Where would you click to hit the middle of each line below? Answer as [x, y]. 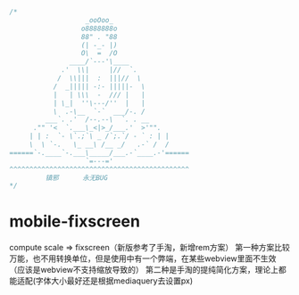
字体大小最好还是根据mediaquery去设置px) [114, 281]
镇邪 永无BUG [77, 177]
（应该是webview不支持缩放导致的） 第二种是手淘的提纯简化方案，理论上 [144, 270]
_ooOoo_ [100, 20]
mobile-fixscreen [75, 221]
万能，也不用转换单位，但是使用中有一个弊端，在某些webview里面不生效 [143, 258]
